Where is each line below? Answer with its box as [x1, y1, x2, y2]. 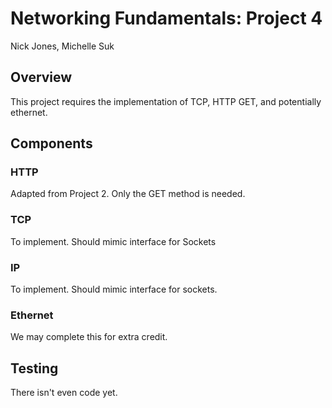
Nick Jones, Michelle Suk [10, 40, 115, 52]
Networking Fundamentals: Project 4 [10, 7, 323, 30]
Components [10, 135, 93, 152]
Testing [10, 360, 59, 377]
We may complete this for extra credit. [10, 331, 168, 343]
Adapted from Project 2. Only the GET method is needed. [10, 188, 246, 200]
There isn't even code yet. [10, 387, 118, 399]
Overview [10, 69, 73, 86]
